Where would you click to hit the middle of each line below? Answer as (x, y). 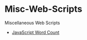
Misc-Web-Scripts (43, 9)
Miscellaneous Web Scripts (32, 23)
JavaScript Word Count (36, 32)
